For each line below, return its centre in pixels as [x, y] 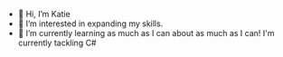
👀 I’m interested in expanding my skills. [90, 24]
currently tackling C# [57, 43]
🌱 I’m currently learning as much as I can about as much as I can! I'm [146, 33]
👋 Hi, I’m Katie [44, 14]
